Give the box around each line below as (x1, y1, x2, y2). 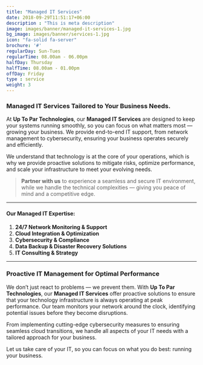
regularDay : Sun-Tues (6, 48, 61, 54)
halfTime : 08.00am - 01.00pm (6, 65, 80, 71)
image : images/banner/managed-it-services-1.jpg (6, 25, 131, 32)
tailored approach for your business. (6, 334, 97, 341)
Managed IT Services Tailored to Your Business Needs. (6, 102, 171, 110)
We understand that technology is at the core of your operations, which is (6, 153, 190, 160)
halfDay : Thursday (6, 59, 53, 65)
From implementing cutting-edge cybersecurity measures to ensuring (6, 321, 180, 328)
